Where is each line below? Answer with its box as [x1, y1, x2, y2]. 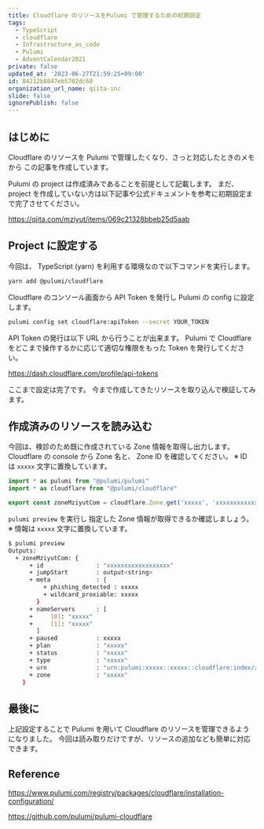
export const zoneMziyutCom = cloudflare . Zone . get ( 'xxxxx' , [8, 499, 210, 507]
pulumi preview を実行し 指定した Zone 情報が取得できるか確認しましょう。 [8, 514, 254, 523]
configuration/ [8, 797, 54, 806]
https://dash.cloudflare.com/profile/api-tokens [8, 369, 159, 378]
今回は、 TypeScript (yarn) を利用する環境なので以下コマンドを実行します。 [8, 261, 254, 271]
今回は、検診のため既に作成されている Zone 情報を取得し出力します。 [8, 442, 234, 452]
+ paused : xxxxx [28, 634, 122, 643]
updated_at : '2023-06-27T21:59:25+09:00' [8, 70, 146, 78]
